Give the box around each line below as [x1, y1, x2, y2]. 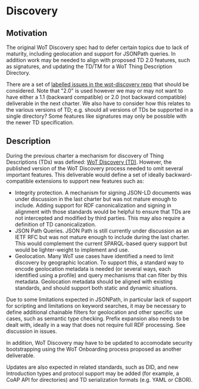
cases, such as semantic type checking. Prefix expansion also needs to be [6, 315, 189, 322]
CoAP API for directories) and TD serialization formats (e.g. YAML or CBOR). [6, 376, 193, 383]
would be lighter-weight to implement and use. [14, 246, 130, 253]
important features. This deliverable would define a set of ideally [6, 171, 164, 178]
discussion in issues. [6, 327, 58, 335]
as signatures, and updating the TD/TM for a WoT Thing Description [6, 63, 173, 70]
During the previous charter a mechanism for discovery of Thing [6, 152, 164, 159]
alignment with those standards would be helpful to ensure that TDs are [14, 208, 191, 215]
